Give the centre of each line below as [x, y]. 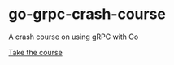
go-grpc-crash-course [87, 14]
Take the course [35, 52]
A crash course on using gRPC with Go [74, 37]
